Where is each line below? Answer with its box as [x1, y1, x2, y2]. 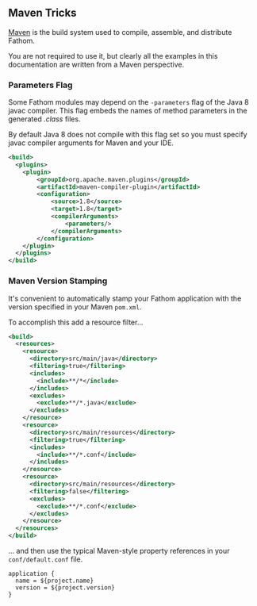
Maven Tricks [8, 6, 77, 20]
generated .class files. [8, 114, 81, 124]
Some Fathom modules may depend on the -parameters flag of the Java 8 [8, 98, 249, 107]
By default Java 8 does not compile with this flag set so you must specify [8, 130, 247, 140]
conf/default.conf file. [8, 554, 83, 564]
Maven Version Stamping [8, 275, 108, 286]
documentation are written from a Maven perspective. [8, 59, 185, 69]
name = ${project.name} [15, 577, 94, 585]
